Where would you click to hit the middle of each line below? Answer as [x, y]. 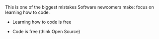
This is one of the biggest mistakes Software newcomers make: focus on [79, 7]
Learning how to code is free [42, 22]
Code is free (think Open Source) [46, 31]
